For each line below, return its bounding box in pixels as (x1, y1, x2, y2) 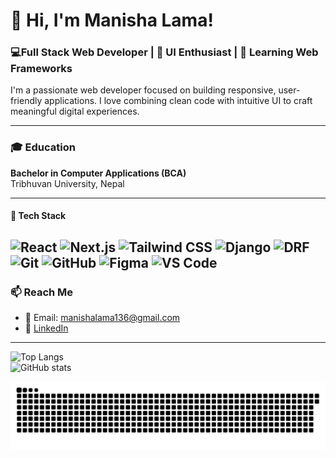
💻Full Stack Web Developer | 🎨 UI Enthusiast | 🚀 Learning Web (10, 45, 319, 59)
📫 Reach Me (10, 285, 74, 299)
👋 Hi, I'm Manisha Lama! (10, 9, 214, 32)
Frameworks (10, 62, 73, 76)
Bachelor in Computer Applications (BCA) (10, 167, 187, 179)
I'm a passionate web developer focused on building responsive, (10, 84, 277, 96)
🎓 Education (10, 140, 76, 154)
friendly (10, 95, 43, 107)
